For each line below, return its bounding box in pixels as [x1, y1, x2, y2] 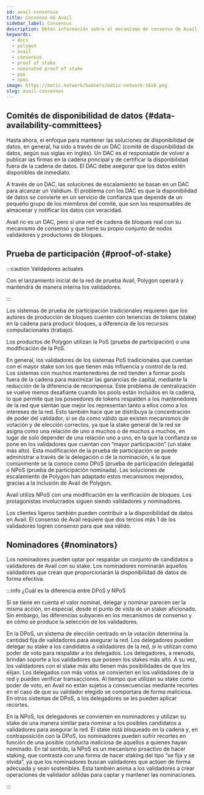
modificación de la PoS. [6, 345, 66, 352]
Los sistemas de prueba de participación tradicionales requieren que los [6, 307, 188, 314]
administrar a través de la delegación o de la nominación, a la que [6, 453, 171, 460]
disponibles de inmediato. [6, 169, 71, 176]
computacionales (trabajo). [6, 326, 74, 334]
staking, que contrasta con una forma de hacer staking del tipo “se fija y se [6, 752, 195, 759]
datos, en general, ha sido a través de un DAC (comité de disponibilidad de [6, 142, 194, 150]
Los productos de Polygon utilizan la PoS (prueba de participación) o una [6, 338, 190, 345]
